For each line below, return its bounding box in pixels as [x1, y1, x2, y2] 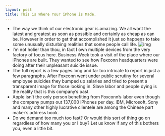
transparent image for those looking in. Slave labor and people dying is [12, 83, 157, 89]
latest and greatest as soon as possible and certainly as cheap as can [12, 31, 155, 37]
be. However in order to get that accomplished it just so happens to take [12, 36, 160, 42]
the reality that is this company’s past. [12, 89, 90, 94]
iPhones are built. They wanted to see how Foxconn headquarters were [12, 57, 158, 63]
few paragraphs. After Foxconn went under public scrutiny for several [12, 73, 155, 79]
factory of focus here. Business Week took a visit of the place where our [12, 51, 160, 57]
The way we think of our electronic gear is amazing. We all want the [12, 25, 151, 31]
